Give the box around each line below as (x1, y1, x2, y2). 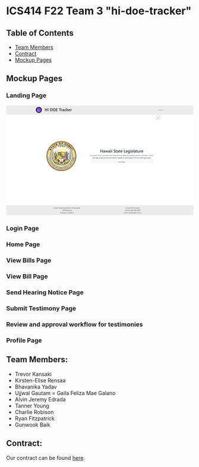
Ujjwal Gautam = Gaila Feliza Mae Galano (14, 389, 116, 397)
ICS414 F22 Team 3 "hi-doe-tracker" (6, 4, 192, 18)
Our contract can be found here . (6, 454, 85, 461)
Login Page (6, 225, 40, 233)
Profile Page (6, 336, 42, 344)
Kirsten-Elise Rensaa (14, 376, 66, 384)
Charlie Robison (14, 408, 54, 415)
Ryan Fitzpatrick (14, 415, 55, 422)
